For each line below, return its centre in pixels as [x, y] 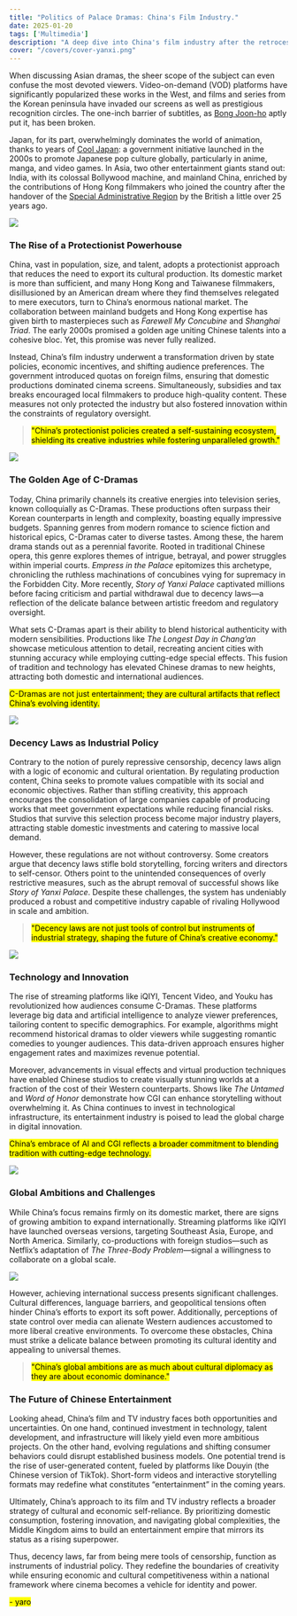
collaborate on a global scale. [63, 1259]
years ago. [29, 206]
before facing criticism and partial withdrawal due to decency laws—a [137, 593]
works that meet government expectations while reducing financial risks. [141, 809]
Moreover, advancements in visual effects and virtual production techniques [148, 1070]
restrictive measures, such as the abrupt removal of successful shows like [144, 883]
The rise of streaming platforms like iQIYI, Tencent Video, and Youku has [141, 996]
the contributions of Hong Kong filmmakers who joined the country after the [147, 187]
